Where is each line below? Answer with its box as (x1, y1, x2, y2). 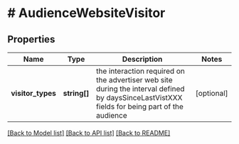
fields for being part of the (95, 101, 184, 111)
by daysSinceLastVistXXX (95, 93, 183, 102)
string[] (63, 89, 90, 98)
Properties (7, 33, 55, 45)
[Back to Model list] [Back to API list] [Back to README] (7, 129, 171, 137)
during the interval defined (95, 84, 185, 94)
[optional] (195, 89, 228, 98)
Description (122, 55, 163, 64)
